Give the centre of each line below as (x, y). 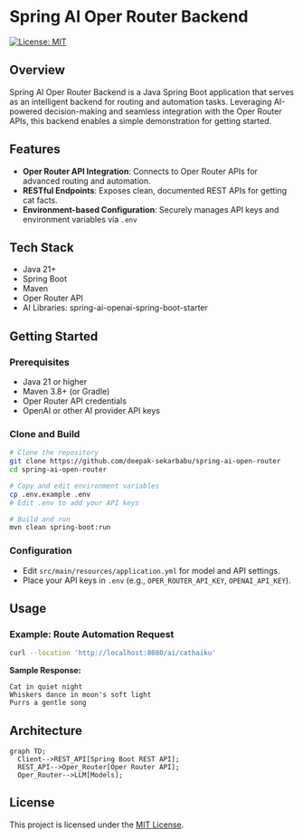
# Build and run (40, 519)
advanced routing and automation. (86, 181)
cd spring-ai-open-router (58, 470)
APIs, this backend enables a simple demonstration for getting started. (141, 120)
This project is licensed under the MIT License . (97, 825)
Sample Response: (45, 671)
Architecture (46, 730)
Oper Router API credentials (74, 401)
